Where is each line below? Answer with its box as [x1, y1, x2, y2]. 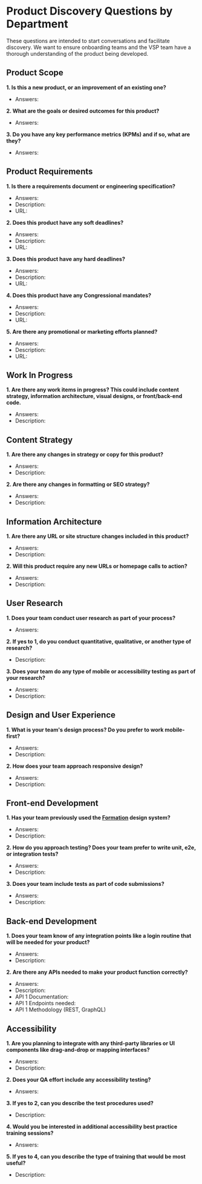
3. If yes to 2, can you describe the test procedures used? [6, 1100, 154, 1107]
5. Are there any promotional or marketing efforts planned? [6, 328, 158, 335]
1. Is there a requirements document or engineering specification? [6, 182, 175, 190]
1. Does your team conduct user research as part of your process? [6, 614, 176, 622]
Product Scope [6, 68, 64, 78]
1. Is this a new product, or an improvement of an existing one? [6, 84, 166, 91]
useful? [6, 1159, 26, 1167]
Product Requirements [6, 167, 93, 177]
